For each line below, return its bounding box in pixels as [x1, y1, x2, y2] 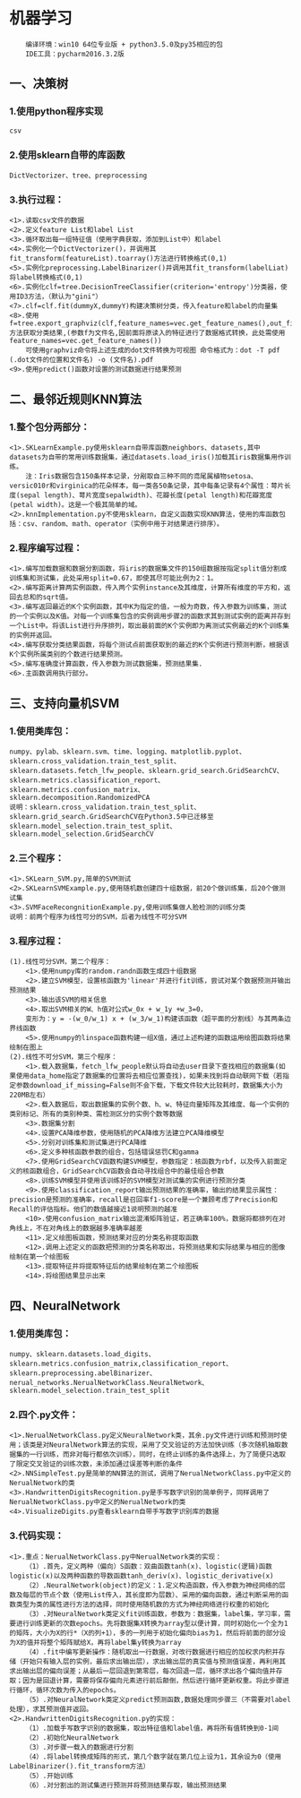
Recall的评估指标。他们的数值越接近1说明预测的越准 [9, 1205, 177, 1214]
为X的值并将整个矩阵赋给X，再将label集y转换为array [9, 1638, 182, 1647]
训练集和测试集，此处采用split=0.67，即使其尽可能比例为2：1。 [9, 574, 218, 583]
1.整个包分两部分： [9, 420, 90, 433]
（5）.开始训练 [25, 1771, 74, 1780]
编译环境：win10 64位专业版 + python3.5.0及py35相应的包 [25, 39, 224, 49]
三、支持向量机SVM [9, 695, 119, 710]
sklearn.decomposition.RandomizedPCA [9, 793, 150, 802]
